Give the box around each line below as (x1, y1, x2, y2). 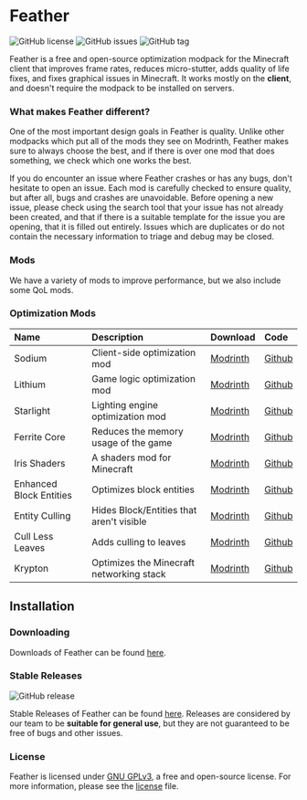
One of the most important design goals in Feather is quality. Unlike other (9, 126, 285, 137)
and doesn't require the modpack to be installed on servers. (9, 82, 235, 93)
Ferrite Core (14, 430, 66, 443)
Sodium (14, 352, 48, 364)
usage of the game (90, 436, 173, 448)
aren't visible (90, 515, 147, 528)
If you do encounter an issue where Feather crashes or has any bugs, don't (9, 173, 292, 184)
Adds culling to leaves (90, 535, 186, 548)
